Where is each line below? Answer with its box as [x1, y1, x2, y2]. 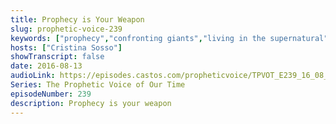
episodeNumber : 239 [10, 89, 92, 99]
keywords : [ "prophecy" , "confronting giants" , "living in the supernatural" [10, 33, 329, 43]
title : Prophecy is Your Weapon [10, 14, 145, 25]
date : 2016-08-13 [10, 61, 83, 71]
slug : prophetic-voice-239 [10, 24, 123, 34]
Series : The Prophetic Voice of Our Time [10, 80, 186, 90]
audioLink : [10, 71, 56, 81]
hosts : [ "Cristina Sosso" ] [10, 42, 123, 53]
